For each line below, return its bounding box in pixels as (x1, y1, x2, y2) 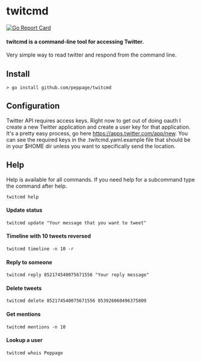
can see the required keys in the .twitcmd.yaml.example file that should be (6, 136, 191, 143)
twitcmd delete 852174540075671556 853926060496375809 (6, 298, 147, 304)
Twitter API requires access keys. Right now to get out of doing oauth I (6, 117, 181, 124)
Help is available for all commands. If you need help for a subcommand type (6, 176, 196, 183)
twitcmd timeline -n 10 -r (6, 245, 74, 252)
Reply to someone (6, 259, 52, 266)
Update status (6, 206, 43, 214)
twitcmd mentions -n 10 (6, 324, 66, 330)
